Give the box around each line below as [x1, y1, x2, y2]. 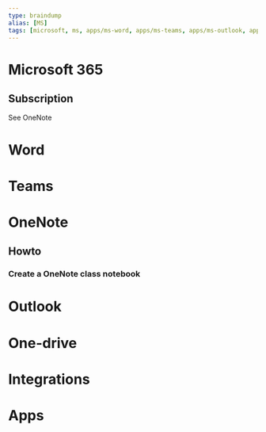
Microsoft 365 [8, 60, 104, 78]
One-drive [8, 334, 78, 352]
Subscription [8, 92, 74, 105]
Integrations [8, 370, 91, 388]
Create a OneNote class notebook [8, 269, 141, 280]
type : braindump [8, 11, 62, 20]
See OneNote [8, 113, 52, 123]
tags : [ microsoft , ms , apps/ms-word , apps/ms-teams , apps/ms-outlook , [8, 26, 246, 34]
